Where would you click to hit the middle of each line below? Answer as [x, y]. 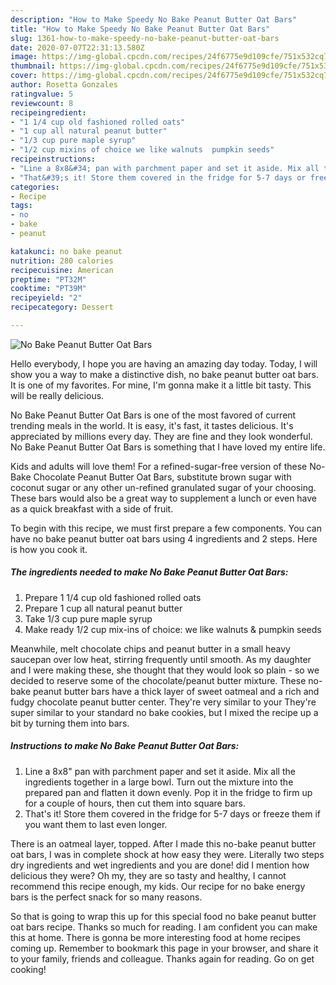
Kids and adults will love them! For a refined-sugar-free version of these [159, 466]
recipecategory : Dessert [62, 307]
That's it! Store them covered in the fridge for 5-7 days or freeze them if [173, 813]
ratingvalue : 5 [42, 94]
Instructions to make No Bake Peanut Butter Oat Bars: [125, 746]
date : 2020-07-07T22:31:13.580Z [77, 47]
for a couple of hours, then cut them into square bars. [135, 803]
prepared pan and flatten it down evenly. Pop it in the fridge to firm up [168, 792]
